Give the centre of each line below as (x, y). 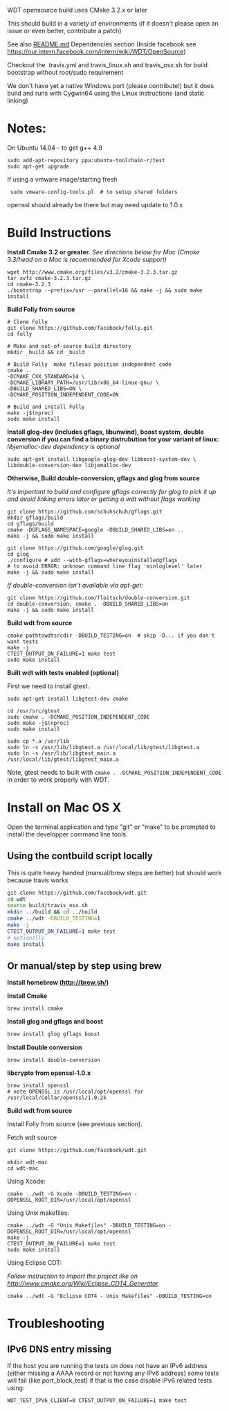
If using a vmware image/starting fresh (62, 179)
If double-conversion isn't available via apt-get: (75, 585)
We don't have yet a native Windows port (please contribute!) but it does (111, 86)
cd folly (20, 334)
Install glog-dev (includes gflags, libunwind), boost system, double (106, 432)
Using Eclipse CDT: (35, 1263)
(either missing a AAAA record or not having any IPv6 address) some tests (113, 1373)
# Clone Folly (28, 322)
